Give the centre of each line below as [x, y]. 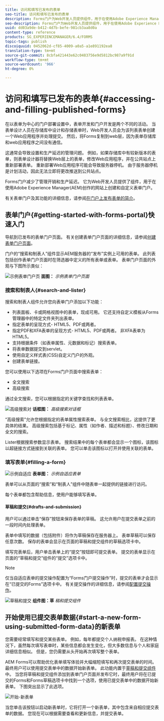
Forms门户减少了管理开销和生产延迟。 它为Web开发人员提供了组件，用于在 [81, 181]
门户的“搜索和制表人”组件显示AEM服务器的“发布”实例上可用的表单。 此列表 [81, 254]
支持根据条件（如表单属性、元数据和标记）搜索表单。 [66, 343]
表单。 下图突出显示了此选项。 [36, 687]
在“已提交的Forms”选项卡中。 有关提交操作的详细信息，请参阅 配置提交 [76, 584]
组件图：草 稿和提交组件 [57, 600]
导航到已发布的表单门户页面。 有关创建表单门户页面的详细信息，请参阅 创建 [81, 237]
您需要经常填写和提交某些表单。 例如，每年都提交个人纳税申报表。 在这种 [79, 639]
